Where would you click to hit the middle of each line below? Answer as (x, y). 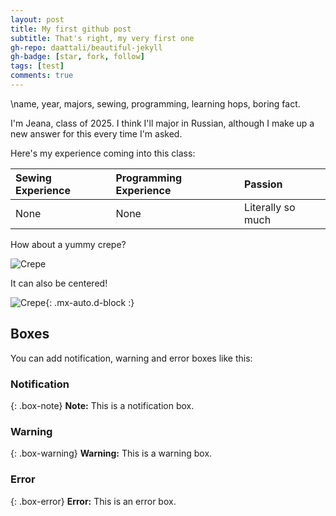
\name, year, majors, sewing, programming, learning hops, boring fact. (155, 103)
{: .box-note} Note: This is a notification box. (102, 405)
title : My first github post (71, 29)
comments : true (42, 76)
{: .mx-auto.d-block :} (90, 302)
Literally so (270, 207)
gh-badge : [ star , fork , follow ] (77, 57)
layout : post (37, 19)
